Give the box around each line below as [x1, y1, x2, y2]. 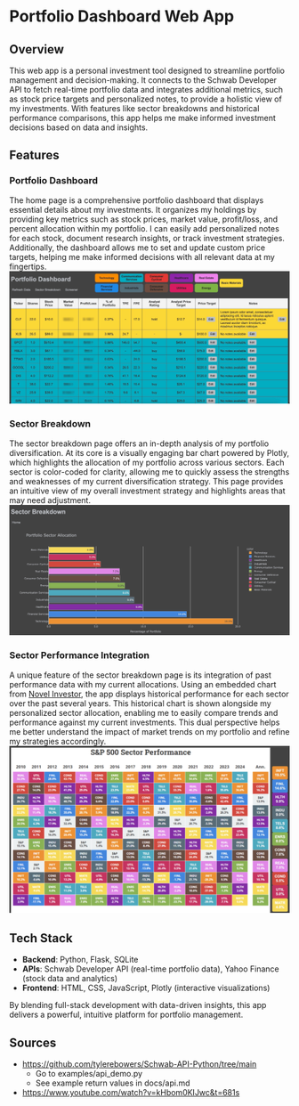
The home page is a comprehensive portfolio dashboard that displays [9, 194, 264, 206]
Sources [9, 1035, 57, 1050]
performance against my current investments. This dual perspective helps [9, 717, 280, 728]
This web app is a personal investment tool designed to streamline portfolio [9, 65, 286, 76]
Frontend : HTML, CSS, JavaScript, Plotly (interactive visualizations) [21, 982, 271, 994]
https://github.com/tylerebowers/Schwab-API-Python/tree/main [21, 1059, 257, 1069]
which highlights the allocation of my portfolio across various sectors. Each [9, 457, 285, 468]
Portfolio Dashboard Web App [9, 6, 234, 27]
